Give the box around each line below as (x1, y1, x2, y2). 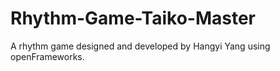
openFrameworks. (10, 50, 85, 62)
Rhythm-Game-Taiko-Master (10, 7, 256, 30)
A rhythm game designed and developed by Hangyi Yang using (10, 40, 271, 52)
